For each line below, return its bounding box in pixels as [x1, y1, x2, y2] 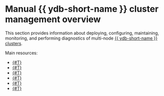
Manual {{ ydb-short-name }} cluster [5, 3, 159, 15]
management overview [5, 14, 101, 25]
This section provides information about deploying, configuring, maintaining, [5, 30, 159, 36]
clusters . [5, 40, 23, 46]
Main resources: [5, 50, 38, 56]
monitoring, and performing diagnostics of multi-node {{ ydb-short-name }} [5, 35, 158, 41]
